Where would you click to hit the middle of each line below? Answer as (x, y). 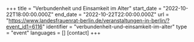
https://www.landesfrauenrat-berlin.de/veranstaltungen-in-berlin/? (89, 20)
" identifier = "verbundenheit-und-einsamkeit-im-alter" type (115, 26)
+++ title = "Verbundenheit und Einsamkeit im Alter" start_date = (84, 8)
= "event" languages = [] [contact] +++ (53, 33)
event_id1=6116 (24, 26)
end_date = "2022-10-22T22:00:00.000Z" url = (112, 14)
